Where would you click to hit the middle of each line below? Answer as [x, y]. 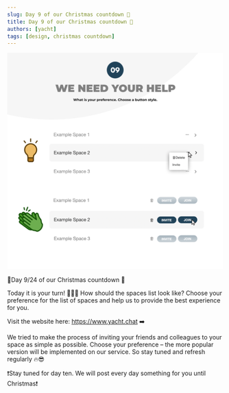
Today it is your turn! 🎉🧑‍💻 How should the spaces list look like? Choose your [115, 293]
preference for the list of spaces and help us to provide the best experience [114, 300]
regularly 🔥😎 [26, 359]
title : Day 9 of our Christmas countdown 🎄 [70, 22]
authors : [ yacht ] [32, 29]
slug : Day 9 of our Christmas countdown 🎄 [69, 14]
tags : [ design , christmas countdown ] [61, 36]
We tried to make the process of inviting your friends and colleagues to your [114, 337]
